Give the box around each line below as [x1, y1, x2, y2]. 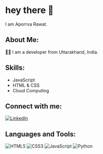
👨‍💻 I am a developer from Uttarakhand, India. [5, 49, 98, 55]
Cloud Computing [12, 87, 49, 93]
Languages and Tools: [5, 130, 76, 138]
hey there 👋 [5, 5, 54, 16]
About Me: [5, 36, 39, 44]
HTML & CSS [12, 82, 40, 88]
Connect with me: [5, 102, 62, 110]
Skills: [5, 64, 25, 72]
